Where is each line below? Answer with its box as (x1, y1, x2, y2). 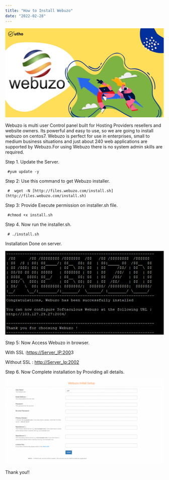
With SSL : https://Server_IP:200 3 (5, 349, 74, 355)
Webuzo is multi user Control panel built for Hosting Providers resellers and (5, 122, 161, 128)
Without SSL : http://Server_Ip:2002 (5, 359, 79, 365)
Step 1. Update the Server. (5, 159, 59, 165)
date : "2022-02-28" (5, 13, 46, 19)
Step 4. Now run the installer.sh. (5, 221, 72, 227)
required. (5, 149, 24, 155)
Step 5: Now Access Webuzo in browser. (5, 340, 90, 346)
